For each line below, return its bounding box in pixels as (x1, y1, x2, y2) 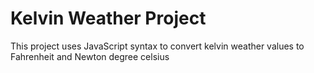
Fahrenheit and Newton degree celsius (10, 50, 170, 62)
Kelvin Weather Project (10, 7, 207, 30)
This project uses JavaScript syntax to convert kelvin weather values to (10, 40, 305, 52)
